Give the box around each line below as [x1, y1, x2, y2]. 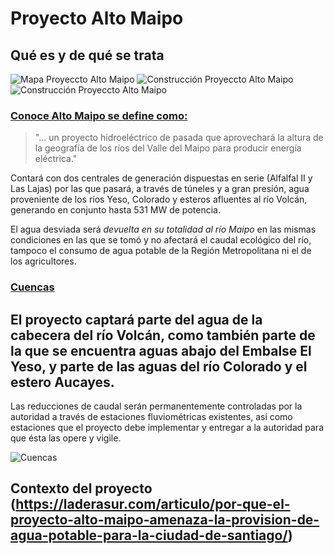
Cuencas [10, 280, 55, 294]
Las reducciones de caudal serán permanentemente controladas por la [10, 400, 303, 412]
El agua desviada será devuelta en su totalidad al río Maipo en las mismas [10, 223, 317, 236]
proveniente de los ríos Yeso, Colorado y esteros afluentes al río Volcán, [10, 193, 308, 206]
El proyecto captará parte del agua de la [10, 311, 263, 328]
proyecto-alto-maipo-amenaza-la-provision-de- [10, 512, 320, 529]
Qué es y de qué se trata [10, 47, 165, 64]
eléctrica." [34, 153, 78, 165]
